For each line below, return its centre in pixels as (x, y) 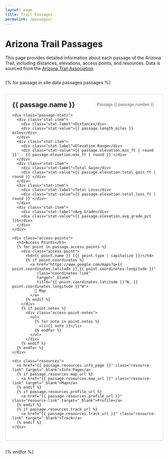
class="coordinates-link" (64, 273)
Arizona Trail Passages (54, 44)
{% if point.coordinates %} (55, 260)
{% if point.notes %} (43, 309)
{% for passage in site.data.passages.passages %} (58, 83)
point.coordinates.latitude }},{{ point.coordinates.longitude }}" (84, 269)
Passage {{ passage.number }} (126, 105)
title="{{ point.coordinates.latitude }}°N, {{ (87, 282)
